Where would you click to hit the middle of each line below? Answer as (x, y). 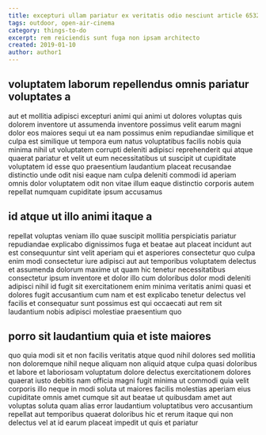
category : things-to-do (47, 30)
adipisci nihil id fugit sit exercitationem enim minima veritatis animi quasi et (130, 286)
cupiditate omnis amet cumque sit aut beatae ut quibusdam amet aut (120, 398)
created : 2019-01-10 (42, 45)
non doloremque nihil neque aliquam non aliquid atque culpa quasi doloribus (133, 364)
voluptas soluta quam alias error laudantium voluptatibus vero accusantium (131, 406)
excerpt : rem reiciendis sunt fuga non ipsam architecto (104, 38)
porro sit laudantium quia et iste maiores (110, 336)
